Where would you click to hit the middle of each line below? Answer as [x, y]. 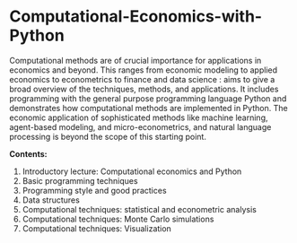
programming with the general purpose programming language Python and [148, 98]
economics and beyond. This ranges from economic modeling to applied [144, 70]
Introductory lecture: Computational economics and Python [132, 171]
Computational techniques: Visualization [97, 228]
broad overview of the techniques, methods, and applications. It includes [144, 89]
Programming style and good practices [95, 190]
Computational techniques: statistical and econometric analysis [140, 209]
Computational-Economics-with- [136, 17]
